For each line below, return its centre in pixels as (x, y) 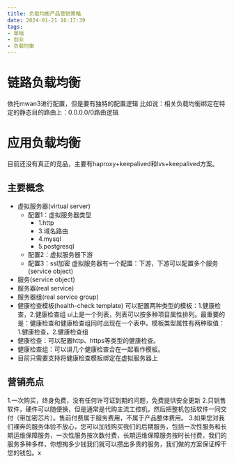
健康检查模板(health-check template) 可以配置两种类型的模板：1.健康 (116, 305)
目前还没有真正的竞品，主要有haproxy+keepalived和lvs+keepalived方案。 (113, 163)
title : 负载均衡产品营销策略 (44, 14)
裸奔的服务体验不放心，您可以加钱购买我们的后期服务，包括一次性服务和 (117, 426)
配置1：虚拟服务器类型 (60, 214)
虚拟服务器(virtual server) (54, 206)
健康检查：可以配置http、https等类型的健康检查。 (88, 340)
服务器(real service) (46, 288)
